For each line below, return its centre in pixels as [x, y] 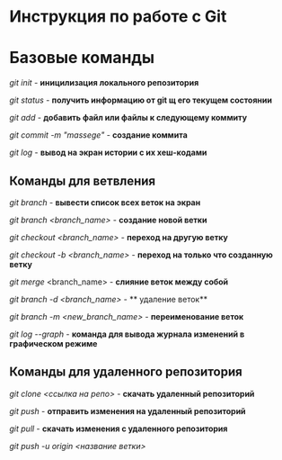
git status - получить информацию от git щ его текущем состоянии [141, 100]
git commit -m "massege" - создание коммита [99, 135]
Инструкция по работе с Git [118, 17]
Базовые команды [82, 58]
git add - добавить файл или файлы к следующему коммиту [128, 118]
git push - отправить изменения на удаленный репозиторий [128, 410]
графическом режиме [53, 343]
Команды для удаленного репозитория [126, 372]
